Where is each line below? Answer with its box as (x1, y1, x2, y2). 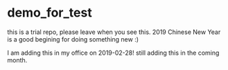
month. (7, 55, 28, 64)
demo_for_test (7, 5, 92, 21)
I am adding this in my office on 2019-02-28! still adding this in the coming (7, 49, 220, 57)
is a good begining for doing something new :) (7, 35, 139, 43)
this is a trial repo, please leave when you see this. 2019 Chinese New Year (7, 28, 221, 36)
